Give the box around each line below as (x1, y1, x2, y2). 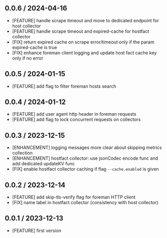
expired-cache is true (12, 44, 57, 50)
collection (12, 150, 33, 156)
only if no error (12, 55, 44, 61)
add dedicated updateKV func (12, 161, 75, 167)
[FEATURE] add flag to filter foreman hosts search (12, 83, 117, 89)
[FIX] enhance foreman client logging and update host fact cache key (12, 50, 157, 56)
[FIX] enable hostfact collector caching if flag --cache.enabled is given (12, 166, 159, 172)
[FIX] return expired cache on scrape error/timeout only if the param (12, 39, 155, 45)
